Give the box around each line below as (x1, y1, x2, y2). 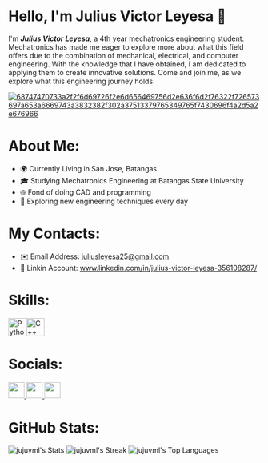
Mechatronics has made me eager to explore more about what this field (8, 42, 244, 51)
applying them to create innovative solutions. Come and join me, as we (8, 67, 242, 77)
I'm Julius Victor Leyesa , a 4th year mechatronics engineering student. (8, 34, 245, 43)
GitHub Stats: (8, 418, 100, 437)
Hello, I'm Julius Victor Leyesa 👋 (8, 7, 226, 26)
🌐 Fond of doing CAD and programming (19, 187, 152, 197)
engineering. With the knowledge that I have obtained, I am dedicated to (8, 59, 246, 69)
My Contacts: (8, 224, 101, 243)
